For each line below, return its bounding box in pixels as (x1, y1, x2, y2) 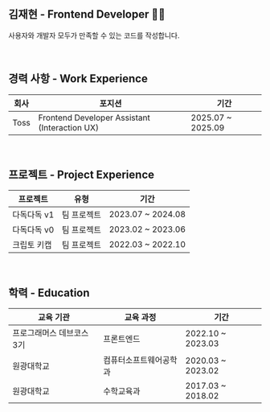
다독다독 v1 (12, 209, 55, 220)
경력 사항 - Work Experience (8, 72, 149, 86)
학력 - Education (8, 286, 90, 299)
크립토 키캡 (12, 240, 52, 251)
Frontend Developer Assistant (38, 112, 151, 123)
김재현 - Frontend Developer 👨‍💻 (8, 7, 166, 22)
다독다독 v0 (12, 225, 55, 236)
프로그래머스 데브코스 (12, 328, 89, 339)
